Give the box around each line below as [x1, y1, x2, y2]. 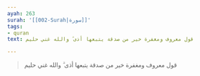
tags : [7, 23, 23, 30]
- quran [7, 29, 30, 37]
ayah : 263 [7, 10, 36, 17]
